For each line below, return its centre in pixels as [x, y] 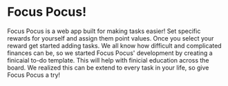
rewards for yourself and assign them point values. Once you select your [111, 38]
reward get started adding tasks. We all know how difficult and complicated [115, 45]
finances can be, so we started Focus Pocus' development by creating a [110, 53]
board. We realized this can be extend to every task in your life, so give [108, 67]
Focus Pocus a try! [34, 75]
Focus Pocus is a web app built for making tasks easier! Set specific [104, 31]
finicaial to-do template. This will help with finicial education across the [108, 60]
